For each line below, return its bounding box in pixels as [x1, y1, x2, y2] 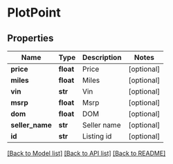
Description [82, 53, 122, 62]
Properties [7, 32, 54, 44]
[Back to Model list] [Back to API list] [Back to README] [7, 150, 166, 157]
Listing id [82, 132, 112, 141]
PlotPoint [7, 5, 61, 21]
